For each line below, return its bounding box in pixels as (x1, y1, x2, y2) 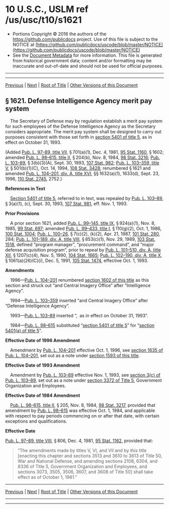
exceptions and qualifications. (5, 418, 67, 424)
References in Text (5, 185, 45, 192)
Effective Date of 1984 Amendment (5, 392, 80, 398)
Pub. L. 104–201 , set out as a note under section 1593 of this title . (5, 352, 140, 358)
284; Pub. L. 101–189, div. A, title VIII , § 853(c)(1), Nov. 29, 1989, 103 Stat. (5, 236, 155, 242)
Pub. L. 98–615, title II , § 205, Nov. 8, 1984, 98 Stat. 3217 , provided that (10, 402, 156, 408)
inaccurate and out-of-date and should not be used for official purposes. (12, 63, 163, 69)
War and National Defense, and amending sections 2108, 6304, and (17, 458, 158, 464)
